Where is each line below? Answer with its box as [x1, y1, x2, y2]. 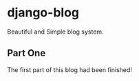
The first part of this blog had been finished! [7, 65, 133, 73]
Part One [7, 47, 46, 59]
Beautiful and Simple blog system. [7, 27, 105, 36]
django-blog [7, 5, 79, 21]
